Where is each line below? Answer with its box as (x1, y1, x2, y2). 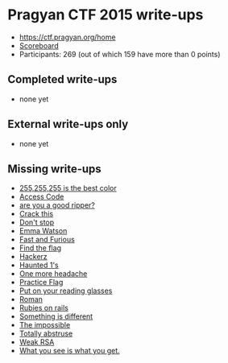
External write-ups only (7, 118, 129, 131)
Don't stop (19, 217, 55, 227)
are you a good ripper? (19, 200, 96, 210)
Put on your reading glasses (19, 286, 113, 295)
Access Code (19, 192, 64, 202)
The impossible (19, 320, 71, 330)
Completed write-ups (7, 72, 118, 86)
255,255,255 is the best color (19, 184, 118, 193)
